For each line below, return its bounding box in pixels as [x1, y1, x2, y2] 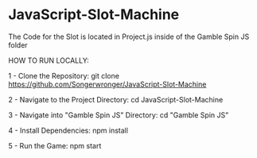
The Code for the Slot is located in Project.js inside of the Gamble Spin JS [8, 32, 250, 41]
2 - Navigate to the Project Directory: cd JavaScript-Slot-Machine [8, 94, 224, 104]
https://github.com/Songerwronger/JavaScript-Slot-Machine [8, 79, 207, 89]
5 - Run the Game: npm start [8, 141, 102, 150]
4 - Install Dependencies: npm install [8, 125, 129, 135]
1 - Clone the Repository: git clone [8, 71, 119, 80]
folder [8, 40, 28, 49]
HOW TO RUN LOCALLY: [8, 56, 89, 65]
